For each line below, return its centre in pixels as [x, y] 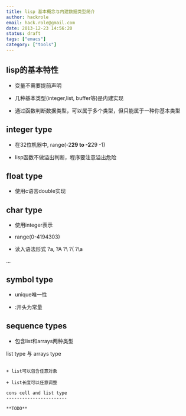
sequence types [37, 326]
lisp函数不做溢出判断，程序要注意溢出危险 [66, 157]
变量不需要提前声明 [38, 85]
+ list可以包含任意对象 [32, 371]
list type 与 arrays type [34, 353]
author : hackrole [27, 17]
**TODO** [17, 408]
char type [24, 210]
